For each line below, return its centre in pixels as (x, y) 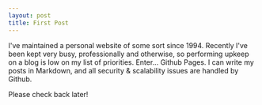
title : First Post (38, 23)
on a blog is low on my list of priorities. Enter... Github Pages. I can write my (131, 62)
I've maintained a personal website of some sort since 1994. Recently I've (128, 45)
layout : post (30, 15)
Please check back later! (48, 94)
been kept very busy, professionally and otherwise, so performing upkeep (129, 54)
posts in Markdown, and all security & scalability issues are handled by (123, 70)
